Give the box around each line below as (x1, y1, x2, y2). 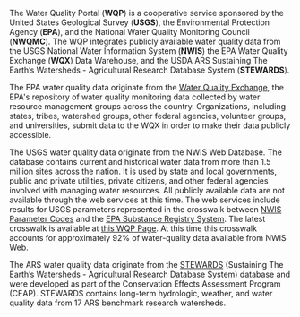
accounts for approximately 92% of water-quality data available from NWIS (9, 233, 287, 243)
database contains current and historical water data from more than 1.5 (9, 157, 271, 167)
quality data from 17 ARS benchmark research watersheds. (9, 297, 227, 308)
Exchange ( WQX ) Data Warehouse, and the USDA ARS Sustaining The (9, 56, 268, 65)
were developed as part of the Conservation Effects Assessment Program (9, 278, 281, 289)
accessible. (9, 130, 52, 140)
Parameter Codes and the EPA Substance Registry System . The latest (9, 214, 266, 224)
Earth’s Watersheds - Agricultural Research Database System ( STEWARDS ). (9, 64, 290, 75)
